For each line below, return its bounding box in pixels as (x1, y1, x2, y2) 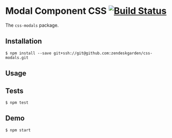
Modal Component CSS (5, 5, 107, 17)
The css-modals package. (5, 22, 59, 28)
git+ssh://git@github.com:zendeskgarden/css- (53, 50, 153, 56)
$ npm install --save (5, 50, 52, 56)
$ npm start (5, 127, 31, 133)
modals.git (5, 55, 29, 60)
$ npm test (5, 100, 29, 105)
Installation (5, 37, 42, 46)
